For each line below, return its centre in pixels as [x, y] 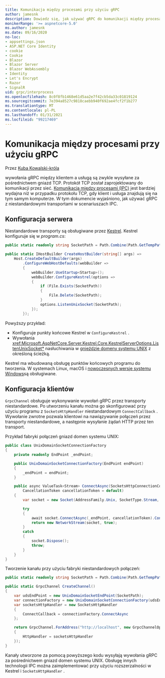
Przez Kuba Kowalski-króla [32, 168]
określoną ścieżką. [31, 354]
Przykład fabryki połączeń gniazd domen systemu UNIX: [62, 437]
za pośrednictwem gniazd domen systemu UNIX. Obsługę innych [71, 660]
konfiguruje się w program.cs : [35, 236]
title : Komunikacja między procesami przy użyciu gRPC [62, 10]
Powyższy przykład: [26, 323]
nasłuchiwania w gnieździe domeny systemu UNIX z [98, 348]
